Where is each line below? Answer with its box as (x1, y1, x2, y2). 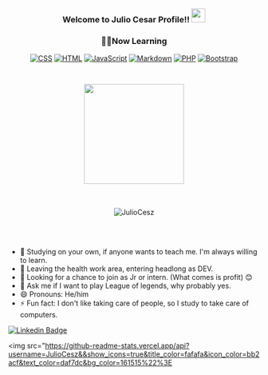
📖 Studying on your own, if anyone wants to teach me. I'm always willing (19, 246, 258, 256)
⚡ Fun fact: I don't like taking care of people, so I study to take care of (19, 298, 250, 308)
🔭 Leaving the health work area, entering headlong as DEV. (19, 264, 214, 273)
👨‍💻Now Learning (100, 35, 167, 46)
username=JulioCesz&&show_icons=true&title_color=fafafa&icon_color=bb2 (8, 349, 260, 359)
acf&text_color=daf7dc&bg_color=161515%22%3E (8, 357, 173, 367)
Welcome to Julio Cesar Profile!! (62, 14, 190, 25)
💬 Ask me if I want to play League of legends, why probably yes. (19, 281, 231, 290)
